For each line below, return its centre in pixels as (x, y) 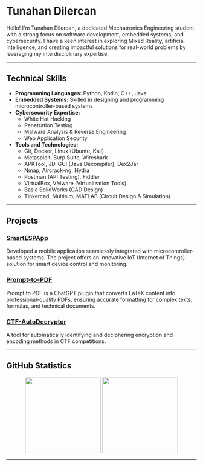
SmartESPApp (27, 238)
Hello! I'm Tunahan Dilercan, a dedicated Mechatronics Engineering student (100, 28)
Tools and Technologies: (47, 144)
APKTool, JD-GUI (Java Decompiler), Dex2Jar (81, 164)
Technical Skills (37, 78)
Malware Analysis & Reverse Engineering (75, 131)
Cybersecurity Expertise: (47, 112)
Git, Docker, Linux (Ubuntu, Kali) (64, 151)
